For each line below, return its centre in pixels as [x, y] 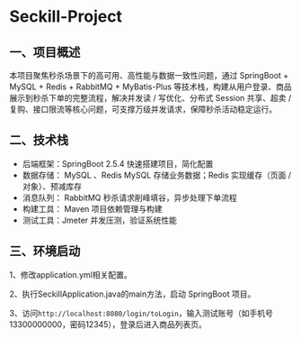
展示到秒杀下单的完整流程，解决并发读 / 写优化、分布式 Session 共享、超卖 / [150, 98]
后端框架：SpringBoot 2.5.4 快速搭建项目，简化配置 [118, 163]
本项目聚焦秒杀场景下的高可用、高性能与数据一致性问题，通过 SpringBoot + [149, 75]
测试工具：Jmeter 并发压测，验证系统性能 [100, 220]
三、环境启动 [45, 251]
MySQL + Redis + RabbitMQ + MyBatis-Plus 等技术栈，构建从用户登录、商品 [150, 87]
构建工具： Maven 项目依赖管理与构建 [93, 208]
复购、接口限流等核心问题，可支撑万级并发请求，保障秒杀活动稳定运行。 [143, 109]
